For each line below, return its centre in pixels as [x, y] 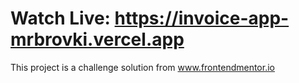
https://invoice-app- [202, 18]
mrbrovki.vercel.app [97, 39]
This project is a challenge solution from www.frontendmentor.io [142, 67]
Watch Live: [60, 18]
